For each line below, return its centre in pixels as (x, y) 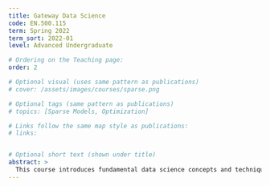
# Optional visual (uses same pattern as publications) (104, 82)
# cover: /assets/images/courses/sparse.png (84, 89)
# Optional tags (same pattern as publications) (91, 104)
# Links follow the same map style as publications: (98, 126)
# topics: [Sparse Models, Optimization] (79, 111)
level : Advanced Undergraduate (61, 46)
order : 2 (23, 68)
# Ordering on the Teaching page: (66, 60)
